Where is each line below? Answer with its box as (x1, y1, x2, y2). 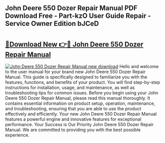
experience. (5, 132, 30, 138)
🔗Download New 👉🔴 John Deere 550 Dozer (5, 40, 144, 49)
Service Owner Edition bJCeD (5, 19, 99, 28)
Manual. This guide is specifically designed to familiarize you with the (5, 74, 148, 80)
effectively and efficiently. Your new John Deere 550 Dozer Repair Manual (5, 111, 157, 117)
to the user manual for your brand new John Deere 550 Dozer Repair (5, 69, 146, 74)
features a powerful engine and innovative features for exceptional (5, 116, 142, 122)
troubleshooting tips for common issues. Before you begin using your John (5, 90, 159, 96)
